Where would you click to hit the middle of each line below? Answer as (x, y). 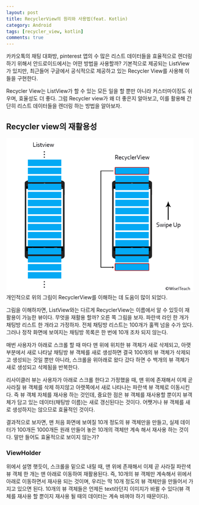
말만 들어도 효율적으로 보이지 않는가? (56, 437)
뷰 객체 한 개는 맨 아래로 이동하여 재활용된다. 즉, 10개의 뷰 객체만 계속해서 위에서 (99, 473)
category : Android (29, 25)
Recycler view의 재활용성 (52, 126)
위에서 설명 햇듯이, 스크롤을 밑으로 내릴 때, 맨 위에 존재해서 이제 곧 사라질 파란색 (99, 466)
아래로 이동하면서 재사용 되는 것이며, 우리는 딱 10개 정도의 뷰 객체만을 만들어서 (97, 481)
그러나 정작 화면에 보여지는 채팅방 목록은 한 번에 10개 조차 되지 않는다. (87, 332)
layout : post (22, 12)
